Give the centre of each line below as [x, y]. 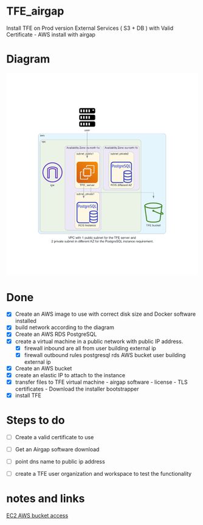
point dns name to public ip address [60, 461]
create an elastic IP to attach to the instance [70, 375]
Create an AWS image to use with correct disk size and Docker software [105, 314]
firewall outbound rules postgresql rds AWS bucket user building [105, 355]
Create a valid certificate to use [54, 437]
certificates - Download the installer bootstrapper [77, 389]
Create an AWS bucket [43, 368]
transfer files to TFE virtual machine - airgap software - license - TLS [101, 382]
